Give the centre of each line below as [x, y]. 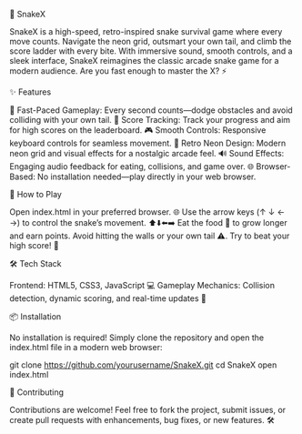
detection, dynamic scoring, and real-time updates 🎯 [108, 298]
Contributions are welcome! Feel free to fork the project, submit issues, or [148, 410]
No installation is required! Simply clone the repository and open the [137, 338]
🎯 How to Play [35, 194]
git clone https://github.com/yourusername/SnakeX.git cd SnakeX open [143, 365]
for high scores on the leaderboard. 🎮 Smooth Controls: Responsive [138, 130]
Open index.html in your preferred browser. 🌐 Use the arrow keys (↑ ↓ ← [147, 212]
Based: [23, 177]
